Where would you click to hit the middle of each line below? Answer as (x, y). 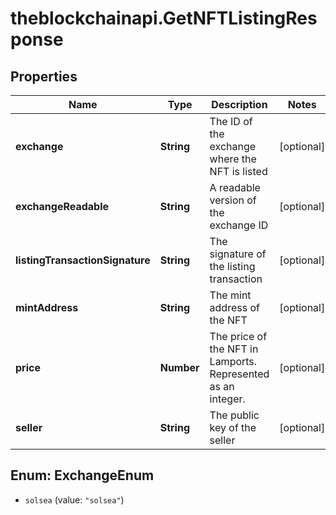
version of (233, 200)
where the (233, 159)
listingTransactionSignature (83, 260)
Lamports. (233, 361)
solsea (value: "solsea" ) (74, 499)
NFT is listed (238, 171)
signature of (238, 254)
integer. (227, 399)
